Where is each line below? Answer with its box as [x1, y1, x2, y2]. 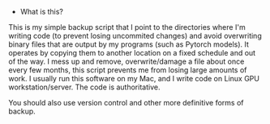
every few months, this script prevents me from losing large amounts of [8, 65, 247, 75]
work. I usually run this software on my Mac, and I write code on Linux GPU [8, 74, 259, 83]
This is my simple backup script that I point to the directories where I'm [8, 23, 246, 31]
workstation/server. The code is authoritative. [8, 82, 161, 92]
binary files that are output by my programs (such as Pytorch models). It [8, 39, 250, 49]
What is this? [19, 7, 63, 16]
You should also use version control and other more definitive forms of [8, 98, 244, 107]
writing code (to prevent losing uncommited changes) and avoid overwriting [8, 31, 262, 40]
